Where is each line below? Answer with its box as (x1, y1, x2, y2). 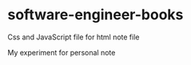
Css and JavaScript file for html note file (7, 32, 140, 42)
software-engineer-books (7, 6, 184, 24)
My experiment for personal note (7, 47, 116, 57)
